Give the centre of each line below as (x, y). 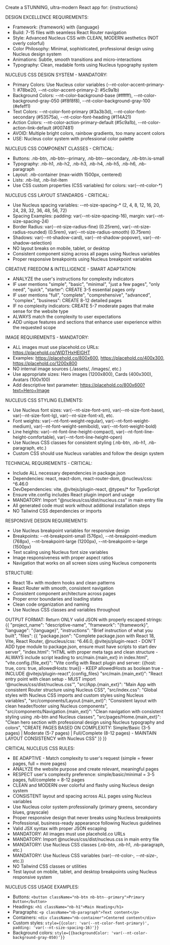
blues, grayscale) (31, 812)
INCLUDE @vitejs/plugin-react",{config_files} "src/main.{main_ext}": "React (84, 674)
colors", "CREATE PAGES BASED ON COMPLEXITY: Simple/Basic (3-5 (78, 728)
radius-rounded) (30, 232)
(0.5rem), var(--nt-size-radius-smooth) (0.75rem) (99, 232)
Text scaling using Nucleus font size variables (60, 552)
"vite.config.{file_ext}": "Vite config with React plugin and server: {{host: (81, 663)
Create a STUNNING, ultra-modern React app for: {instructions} (72, 7)
